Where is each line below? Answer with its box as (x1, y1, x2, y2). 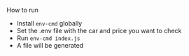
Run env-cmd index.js (16, 34, 80, 42)
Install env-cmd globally (16, 19, 83, 27)
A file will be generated (16, 41, 84, 49)
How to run (6, 6, 39, 14)
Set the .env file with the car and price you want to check (16, 27, 182, 35)
